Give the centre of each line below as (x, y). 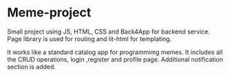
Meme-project (49, 13)
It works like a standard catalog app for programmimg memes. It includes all (115, 52)
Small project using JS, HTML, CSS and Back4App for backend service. (109, 31)
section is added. (32, 66)
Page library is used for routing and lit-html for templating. (90, 38)
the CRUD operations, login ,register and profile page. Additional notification (115, 59)
